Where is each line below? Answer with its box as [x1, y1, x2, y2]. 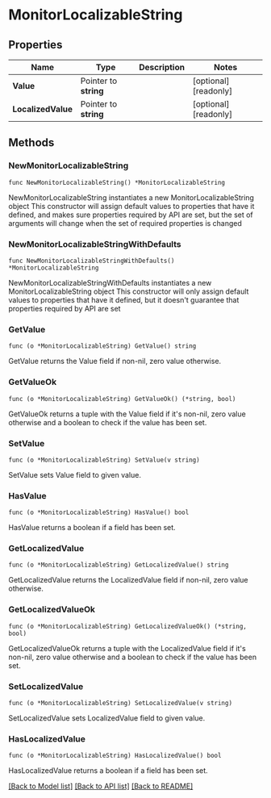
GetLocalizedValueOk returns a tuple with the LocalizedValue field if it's [8, 643, 246, 653]
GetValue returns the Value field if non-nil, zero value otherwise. [8, 357, 222, 366]
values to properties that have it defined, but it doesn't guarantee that [8, 295, 240, 304]
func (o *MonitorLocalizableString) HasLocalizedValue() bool [8, 752, 222, 760]
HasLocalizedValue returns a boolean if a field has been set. [8, 766, 208, 775]
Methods [8, 136, 55, 150]
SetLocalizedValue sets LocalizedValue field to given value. [8, 713, 206, 723]
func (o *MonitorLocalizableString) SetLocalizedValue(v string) [8, 700, 232, 708]
